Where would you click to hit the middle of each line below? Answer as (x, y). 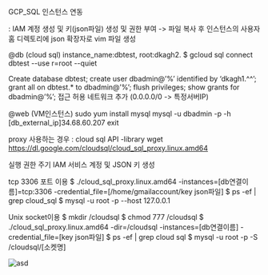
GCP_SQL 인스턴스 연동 (46, 12)
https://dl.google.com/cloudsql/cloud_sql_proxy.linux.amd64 (108, 148)
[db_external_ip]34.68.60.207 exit (64, 123)
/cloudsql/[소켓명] (37, 247)
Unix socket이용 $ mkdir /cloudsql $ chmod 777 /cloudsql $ (106, 217)
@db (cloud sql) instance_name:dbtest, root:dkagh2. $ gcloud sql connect (131, 55)
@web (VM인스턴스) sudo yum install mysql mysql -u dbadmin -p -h (120, 114)
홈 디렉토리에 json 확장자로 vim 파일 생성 (72, 39)
